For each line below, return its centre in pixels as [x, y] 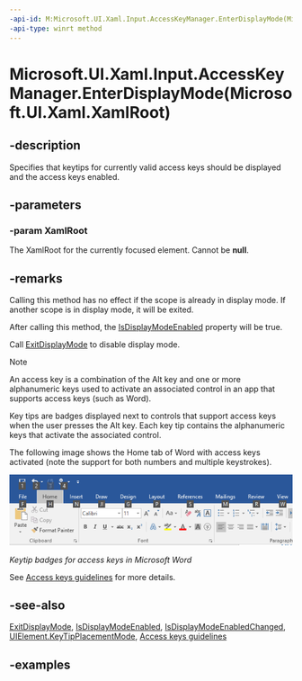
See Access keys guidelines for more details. [93, 577]
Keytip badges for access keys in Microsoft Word [101, 560]
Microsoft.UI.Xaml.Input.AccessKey [147, 74]
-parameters [45, 205]
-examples [40, 664]
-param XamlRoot [49, 230]
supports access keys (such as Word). [80, 399]
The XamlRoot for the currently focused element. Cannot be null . [129, 250]
